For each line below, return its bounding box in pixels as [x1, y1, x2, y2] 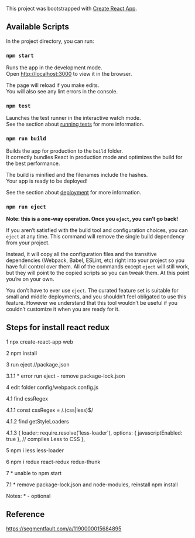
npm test [6, 103, 31, 109]
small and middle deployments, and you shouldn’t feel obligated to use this [6, 293, 186, 300]
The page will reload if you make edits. [6, 82, 100, 89]
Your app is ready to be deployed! [6, 177, 88, 184]
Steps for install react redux [6, 322, 110, 332]
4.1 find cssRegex [6, 395, 49, 402]
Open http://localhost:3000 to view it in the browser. [6, 70, 132, 78]
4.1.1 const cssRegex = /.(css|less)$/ [6, 406, 94, 413]
